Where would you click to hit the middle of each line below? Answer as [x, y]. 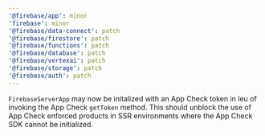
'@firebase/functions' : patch [59, 46]
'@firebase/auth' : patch [50, 76]
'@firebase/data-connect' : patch [64, 31]
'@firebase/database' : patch [57, 53]
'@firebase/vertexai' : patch [57, 61]
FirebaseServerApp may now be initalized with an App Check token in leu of [132, 98]
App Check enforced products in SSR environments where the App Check [130, 115]
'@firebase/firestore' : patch [59, 38]
